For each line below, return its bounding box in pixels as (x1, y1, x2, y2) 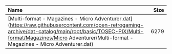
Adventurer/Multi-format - (69, 34, 134, 41)
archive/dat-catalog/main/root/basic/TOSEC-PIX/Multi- (8, 28, 144, 35)
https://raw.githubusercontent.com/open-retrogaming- (10, 21, 144, 29)
